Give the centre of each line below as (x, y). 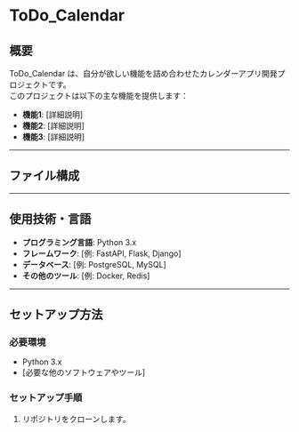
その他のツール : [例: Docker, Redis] (86, 276)
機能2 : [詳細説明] (53, 126)
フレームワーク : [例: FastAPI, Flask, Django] (101, 253)
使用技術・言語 (50, 219)
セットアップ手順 (46, 398)
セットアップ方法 (56, 315)
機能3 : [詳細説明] (53, 137)
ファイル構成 (44, 176)
